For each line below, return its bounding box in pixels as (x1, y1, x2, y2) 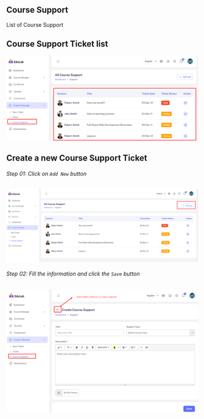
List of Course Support (6, 21, 64, 28)
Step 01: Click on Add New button (6, 170, 87, 177)
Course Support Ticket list (6, 39, 108, 49)
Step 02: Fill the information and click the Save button (6, 270, 140, 277)
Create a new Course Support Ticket (6, 153, 147, 163)
